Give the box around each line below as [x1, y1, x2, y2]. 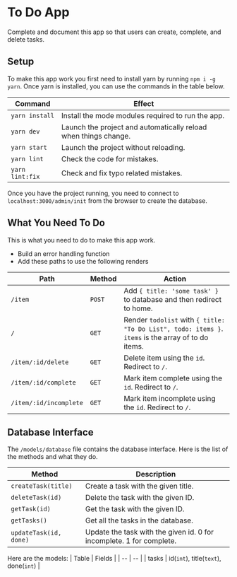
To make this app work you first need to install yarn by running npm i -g [7, 74, 217, 83]
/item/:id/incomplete [11, 399, 83, 407]
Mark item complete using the [123, 373, 223, 383]
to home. [123, 303, 153, 313]
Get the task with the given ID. [85, 504, 185, 514]
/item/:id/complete [11, 378, 76, 386]
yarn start [11, 143, 47, 151]
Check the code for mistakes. [61, 153, 159, 163]
